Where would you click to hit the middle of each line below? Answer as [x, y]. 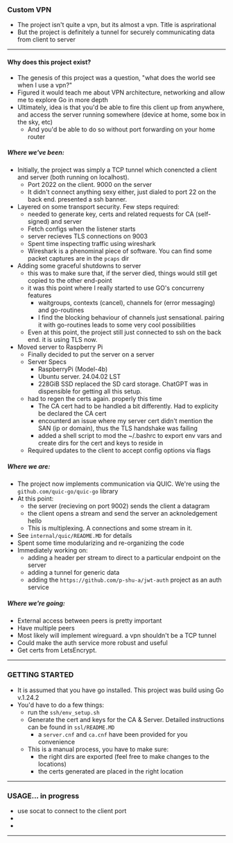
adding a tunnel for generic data [74, 573]
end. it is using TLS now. [62, 340]
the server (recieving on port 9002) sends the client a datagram [119, 506]
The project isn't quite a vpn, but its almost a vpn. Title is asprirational [117, 25]
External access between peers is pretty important [89, 621]
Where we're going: [36, 603]
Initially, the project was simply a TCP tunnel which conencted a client [117, 170]
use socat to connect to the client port [72, 811]
